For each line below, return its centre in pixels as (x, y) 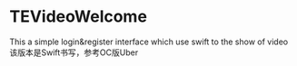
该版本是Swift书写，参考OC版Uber (74, 52)
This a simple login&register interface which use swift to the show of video (149, 42)
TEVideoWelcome (79, 17)
